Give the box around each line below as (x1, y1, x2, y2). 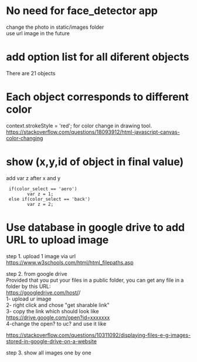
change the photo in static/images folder (6, 23, 104, 31)
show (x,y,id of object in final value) (6, 155, 184, 168)
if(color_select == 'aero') (8, 186, 77, 192)
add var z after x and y (6, 174, 60, 181)
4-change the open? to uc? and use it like (6, 320, 107, 327)
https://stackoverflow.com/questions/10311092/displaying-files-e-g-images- (6, 331, 191, 339)
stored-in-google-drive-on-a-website (6, 337, 97, 344)
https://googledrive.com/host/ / (6, 289, 81, 296)
